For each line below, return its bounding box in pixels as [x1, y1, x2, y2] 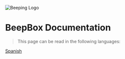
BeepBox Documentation [5, 22, 111, 33]
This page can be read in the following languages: [17, 38, 121, 44]
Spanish [5, 48, 22, 54]
